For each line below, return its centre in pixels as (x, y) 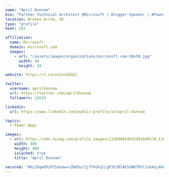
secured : (14, 167)
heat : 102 (16, 29)
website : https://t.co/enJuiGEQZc (41, 75)
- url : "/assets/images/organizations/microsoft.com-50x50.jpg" (83, 56)
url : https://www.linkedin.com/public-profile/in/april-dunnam (77, 112)
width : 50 (29, 61)
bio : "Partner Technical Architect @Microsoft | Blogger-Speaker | (77, 15)
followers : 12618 (28, 98)
